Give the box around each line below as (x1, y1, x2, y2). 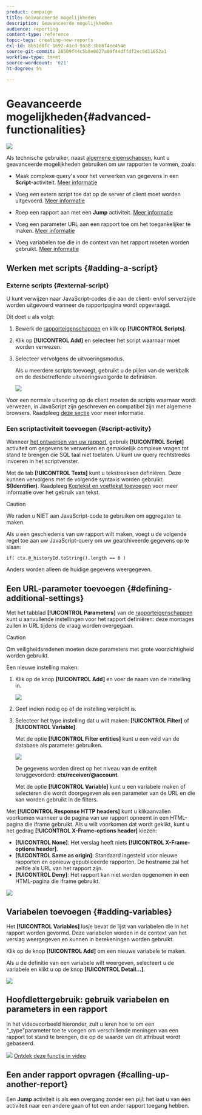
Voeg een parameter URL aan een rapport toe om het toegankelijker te (15, 221, 191, 228)
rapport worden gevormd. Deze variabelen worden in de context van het (6, 929, 187, 936)
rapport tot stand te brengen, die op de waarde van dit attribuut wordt (6, 1033, 181, 1040)
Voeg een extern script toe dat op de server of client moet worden (15, 191, 181, 198)
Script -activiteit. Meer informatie (15, 179, 98, 186)
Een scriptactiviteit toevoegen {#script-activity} (6, 424, 152, 433)
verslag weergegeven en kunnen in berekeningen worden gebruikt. (6, 935, 174, 942)
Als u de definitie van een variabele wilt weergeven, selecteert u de (6, 959, 175, 966)
